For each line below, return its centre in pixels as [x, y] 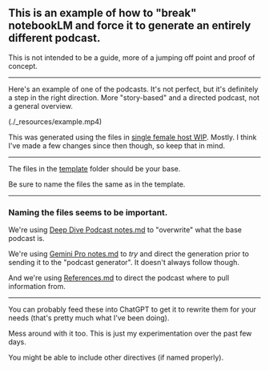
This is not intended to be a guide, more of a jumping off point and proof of [132, 57]
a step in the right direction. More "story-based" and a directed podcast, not [134, 97]
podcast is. [27, 239]
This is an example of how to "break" [102, 13]
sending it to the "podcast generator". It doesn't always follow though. [124, 263]
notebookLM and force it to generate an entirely [130, 26]
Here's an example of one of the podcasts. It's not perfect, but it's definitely [133, 89]
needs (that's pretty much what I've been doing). [89, 318]
